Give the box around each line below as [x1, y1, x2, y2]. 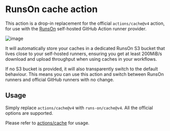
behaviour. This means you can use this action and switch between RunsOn [5, 71, 164, 77]
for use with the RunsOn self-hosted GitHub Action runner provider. [5, 25, 147, 31]
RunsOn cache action [5, 4, 98, 15]
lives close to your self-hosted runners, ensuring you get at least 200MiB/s [5, 51, 162, 57]
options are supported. [5, 110, 53, 116]
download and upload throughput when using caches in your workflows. [5, 56, 157, 62]
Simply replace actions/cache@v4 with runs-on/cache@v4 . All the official [5, 105, 153, 111]
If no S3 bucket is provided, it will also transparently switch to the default [5, 66, 158, 72]
